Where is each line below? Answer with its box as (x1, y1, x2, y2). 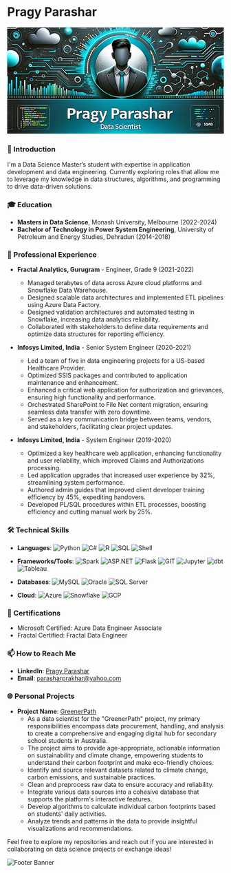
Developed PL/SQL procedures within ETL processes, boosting (27, 501, 206, 509)
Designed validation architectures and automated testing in (27, 308, 195, 317)
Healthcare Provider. (27, 364, 86, 372)
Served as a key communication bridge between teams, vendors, (27, 415, 212, 423)
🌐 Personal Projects (7, 691, 75, 701)
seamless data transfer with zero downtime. (27, 408, 152, 417)
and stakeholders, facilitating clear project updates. (27, 423, 173, 431)
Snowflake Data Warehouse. (27, 286, 108, 295)
